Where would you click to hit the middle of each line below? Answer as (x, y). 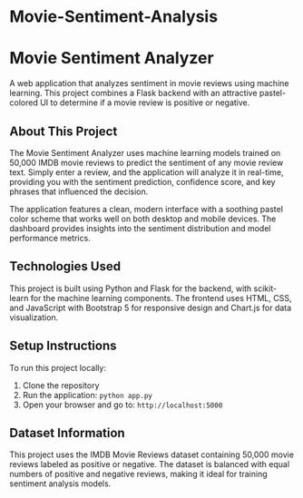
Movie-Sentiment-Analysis (114, 17)
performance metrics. (50, 238)
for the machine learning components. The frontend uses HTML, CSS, (161, 298)
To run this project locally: (58, 367)
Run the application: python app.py (87, 395)
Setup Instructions (63, 346)
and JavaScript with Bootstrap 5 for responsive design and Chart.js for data (151, 308)
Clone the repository (61, 385)
